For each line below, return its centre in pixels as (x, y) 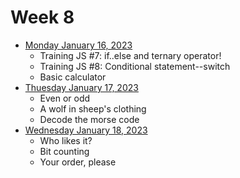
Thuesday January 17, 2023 (81, 87)
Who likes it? (66, 140)
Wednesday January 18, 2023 (86, 130)
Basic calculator (73, 77)
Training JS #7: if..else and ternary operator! (130, 55)
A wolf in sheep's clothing (93, 108)
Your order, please (78, 162)
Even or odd (65, 98)
